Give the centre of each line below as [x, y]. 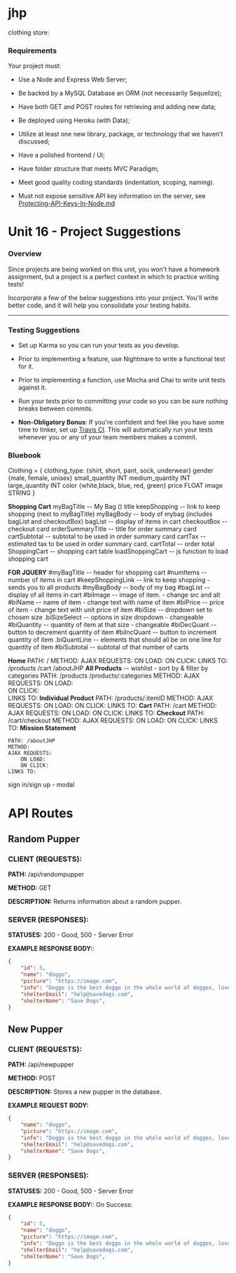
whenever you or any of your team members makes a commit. [107, 437]
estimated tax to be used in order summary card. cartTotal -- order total [111, 544]
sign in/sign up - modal [41, 784]
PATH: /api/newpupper [41, 1065]
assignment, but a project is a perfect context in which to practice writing [113, 276]
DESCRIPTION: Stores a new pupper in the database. [85, 1092]
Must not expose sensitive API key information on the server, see [112, 196]
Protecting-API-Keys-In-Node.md [66, 203]
